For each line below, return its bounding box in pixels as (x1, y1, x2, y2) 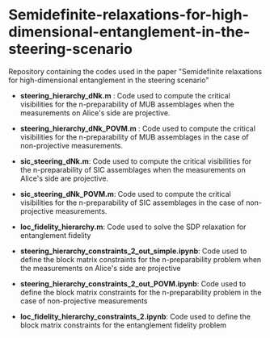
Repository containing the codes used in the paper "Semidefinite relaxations (8, 66, 263, 76)
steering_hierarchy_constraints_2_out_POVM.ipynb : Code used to (19, 278, 247, 288)
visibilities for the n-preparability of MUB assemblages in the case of (19, 131, 249, 142)
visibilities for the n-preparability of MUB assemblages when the (19, 99, 234, 109)
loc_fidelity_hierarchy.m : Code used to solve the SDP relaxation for (19, 222, 247, 232)
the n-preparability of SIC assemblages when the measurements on (19, 165, 247, 174)
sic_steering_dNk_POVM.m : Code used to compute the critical (19, 189, 232, 198)
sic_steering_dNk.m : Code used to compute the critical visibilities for (19, 156, 252, 166)
